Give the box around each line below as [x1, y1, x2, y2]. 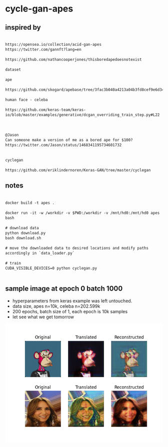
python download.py [5, 230, 46, 235]
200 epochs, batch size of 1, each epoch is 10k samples [12, 308, 128, 314]
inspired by [5, 23, 41, 32]
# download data [5, 225, 39, 230]
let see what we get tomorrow [12, 314, 74, 320]
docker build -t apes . [5, 200, 55, 205]
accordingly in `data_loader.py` [5, 250, 75, 255]
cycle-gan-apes [5, 3, 73, 15]
